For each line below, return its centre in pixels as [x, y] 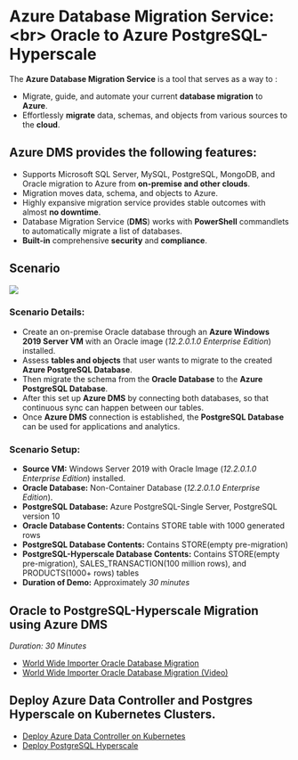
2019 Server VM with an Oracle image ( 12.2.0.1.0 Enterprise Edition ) [146, 341]
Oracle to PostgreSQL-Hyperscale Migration [134, 611]
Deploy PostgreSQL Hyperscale [80, 745]
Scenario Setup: [45, 449]
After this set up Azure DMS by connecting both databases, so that [145, 397]
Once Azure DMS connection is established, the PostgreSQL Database [153, 417]
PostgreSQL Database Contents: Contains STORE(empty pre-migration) [155, 544]
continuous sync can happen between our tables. [113, 407]
